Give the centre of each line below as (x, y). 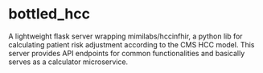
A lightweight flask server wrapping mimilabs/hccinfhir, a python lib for (125, 36)
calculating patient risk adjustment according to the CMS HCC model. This (131, 44)
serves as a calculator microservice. (68, 62)
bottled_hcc (49, 14)
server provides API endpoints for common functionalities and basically (127, 53)
